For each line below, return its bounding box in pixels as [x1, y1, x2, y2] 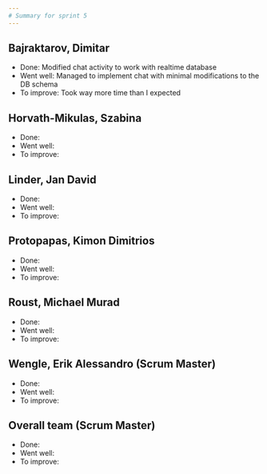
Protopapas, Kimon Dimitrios [8, 234, 155, 248]
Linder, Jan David [8, 173, 97, 187]
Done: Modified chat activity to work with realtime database [19, 62, 217, 72]
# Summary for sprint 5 [8, 11, 88, 20]
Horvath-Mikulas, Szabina [8, 111, 142, 125]
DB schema [19, 79, 58, 89]
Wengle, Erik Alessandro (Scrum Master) [8, 357, 216, 371]
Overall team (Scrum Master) [8, 418, 156, 432]
